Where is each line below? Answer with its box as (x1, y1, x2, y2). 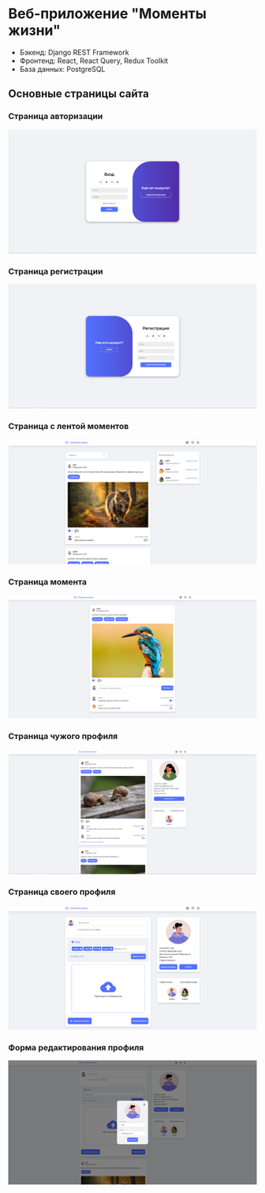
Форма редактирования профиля (8, 1042, 144, 1053)
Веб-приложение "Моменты (8, 5, 207, 23)
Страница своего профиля (8, 886, 116, 897)
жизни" (8, 21, 61, 39)
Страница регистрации (8, 266, 103, 277)
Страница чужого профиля (8, 731, 118, 742)
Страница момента (8, 576, 88, 587)
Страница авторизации (8, 111, 103, 122)
